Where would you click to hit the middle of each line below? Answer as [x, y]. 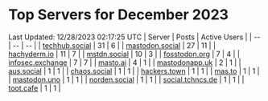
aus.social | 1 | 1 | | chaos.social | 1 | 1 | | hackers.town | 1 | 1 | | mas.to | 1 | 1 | [134, 71]
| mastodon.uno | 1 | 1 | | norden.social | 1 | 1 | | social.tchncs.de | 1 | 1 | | [126, 79]
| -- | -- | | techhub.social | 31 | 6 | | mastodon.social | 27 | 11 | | [112, 45]
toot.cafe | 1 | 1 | [35, 88]
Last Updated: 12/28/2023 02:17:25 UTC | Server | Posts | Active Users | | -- [134, 37]
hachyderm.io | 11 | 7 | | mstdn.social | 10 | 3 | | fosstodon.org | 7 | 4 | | [124, 54]
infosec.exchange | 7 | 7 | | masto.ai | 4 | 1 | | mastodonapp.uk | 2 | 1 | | [125, 63]
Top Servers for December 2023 [119, 15]
